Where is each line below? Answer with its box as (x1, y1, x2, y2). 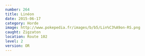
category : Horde (5, 20, 39, 26)
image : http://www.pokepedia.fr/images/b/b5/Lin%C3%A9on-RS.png (5, 25, 141, 30)
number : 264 (5, 7, 30, 12)
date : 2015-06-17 (5, 16, 41, 21)
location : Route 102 (5, 35, 48, 39)
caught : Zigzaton (5, 30, 41, 35)
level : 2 (5, 39, 23, 44)
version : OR (5, 43, 30, 48)
